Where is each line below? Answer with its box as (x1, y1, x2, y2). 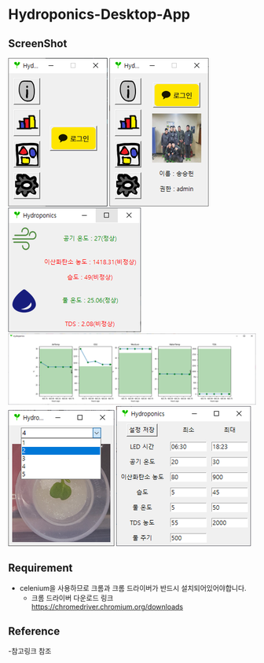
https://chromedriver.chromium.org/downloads (31, 602, 183, 611)
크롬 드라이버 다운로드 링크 (31, 593, 114, 603)
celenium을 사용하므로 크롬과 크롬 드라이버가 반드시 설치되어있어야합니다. (19, 583, 247, 592)
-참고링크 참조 (8, 647, 52, 656)
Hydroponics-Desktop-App (8, 5, 191, 24)
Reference (8, 625, 60, 638)
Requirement (8, 562, 73, 575)
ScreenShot (8, 37, 68, 50)
